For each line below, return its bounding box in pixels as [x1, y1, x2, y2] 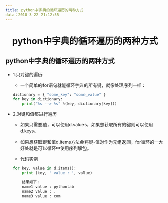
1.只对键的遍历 [12, 71, 43, 77]
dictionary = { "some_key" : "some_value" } [12, 92, 106, 97]
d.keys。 [20, 128, 39, 134]
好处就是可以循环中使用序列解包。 [20, 145, 92, 151]
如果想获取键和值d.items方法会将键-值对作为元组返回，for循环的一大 [20, 139, 163, 145]
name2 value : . [22, 189, 56, 194]
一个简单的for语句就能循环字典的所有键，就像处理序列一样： [20, 82, 146, 88]
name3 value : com [22, 193, 61, 199]
